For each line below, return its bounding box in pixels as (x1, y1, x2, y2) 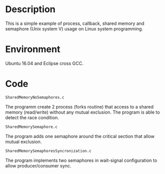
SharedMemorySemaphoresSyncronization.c (5, 148, 92, 153)
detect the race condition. (5, 114, 59, 120)
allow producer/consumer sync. (5, 162, 72, 168)
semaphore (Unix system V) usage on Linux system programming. (5, 25, 143, 31)
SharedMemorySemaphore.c (5, 124, 58, 129)
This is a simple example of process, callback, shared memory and (5, 20, 145, 26)
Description (5, 4, 56, 15)
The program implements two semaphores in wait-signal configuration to (5, 157, 157, 163)
